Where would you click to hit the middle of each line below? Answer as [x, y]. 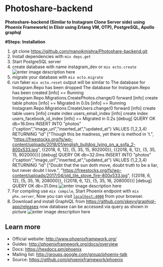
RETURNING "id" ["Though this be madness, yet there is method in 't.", [83, 134]
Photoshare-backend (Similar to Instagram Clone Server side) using [75, 22]
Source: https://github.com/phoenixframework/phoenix [67, 259]
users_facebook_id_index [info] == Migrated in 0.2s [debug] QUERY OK [84, 118]
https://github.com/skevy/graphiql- [121, 201]
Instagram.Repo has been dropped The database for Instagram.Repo [81, 87]
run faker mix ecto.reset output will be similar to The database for [79, 82]
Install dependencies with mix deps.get [51, 56]
